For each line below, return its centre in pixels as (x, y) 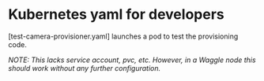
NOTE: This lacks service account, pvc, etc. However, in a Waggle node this (132, 60)
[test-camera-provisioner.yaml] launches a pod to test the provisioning (123, 36)
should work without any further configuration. (85, 68)
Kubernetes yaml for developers (116, 15)
